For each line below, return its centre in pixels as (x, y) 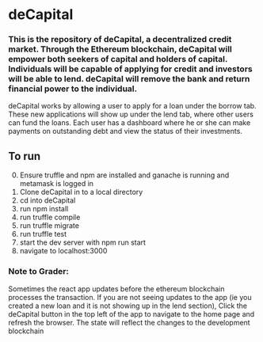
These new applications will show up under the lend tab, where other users (131, 114)
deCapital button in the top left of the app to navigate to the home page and (131, 313)
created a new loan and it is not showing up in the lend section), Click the (128, 306)
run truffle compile (50, 217)
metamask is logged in (56, 184)
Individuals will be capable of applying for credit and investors (130, 69)
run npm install (44, 209)
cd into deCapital (48, 200)
